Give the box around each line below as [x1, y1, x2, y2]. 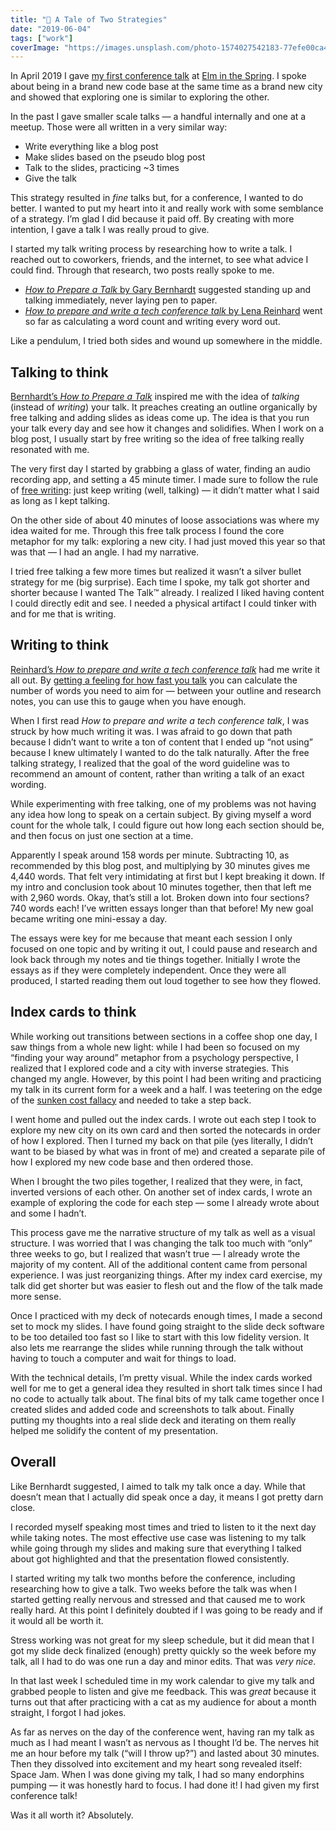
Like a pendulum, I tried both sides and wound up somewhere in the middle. [10, 335, 323, 347]
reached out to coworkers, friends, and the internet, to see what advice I [10, 254, 309, 266]
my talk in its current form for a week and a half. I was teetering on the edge [10, 1083, 323, 1095]
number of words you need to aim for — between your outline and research [10, 684, 322, 696]
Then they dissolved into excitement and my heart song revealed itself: [10, 1757, 303, 1770]
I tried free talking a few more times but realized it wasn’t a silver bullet [10, 566, 302, 578]
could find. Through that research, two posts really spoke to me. [10, 264, 275, 276]
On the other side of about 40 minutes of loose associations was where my [10, 514, 320, 526]
